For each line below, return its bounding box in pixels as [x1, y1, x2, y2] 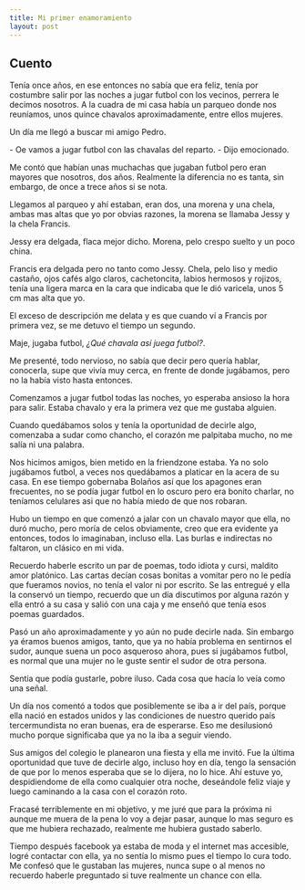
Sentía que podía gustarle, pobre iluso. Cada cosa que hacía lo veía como [9, 673, 286, 685]
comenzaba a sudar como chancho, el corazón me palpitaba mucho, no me [9, 430, 293, 441]
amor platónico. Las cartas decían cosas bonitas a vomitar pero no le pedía [9, 570, 291, 581]
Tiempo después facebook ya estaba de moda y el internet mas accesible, [9, 841, 290, 852]
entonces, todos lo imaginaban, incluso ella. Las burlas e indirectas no [9, 533, 273, 544]
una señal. [9, 683, 48, 694]
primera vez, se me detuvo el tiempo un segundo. [9, 320, 196, 331]
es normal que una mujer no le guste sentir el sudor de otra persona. [9, 655, 267, 666]
